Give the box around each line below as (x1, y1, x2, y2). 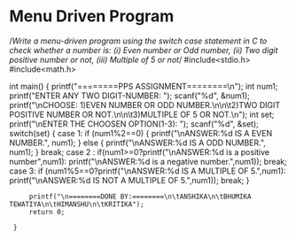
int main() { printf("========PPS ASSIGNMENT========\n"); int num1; (9, 81, 278, 91)
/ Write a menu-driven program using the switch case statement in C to (9, 35, 268, 46)
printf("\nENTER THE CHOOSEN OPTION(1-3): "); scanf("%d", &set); (9, 118, 259, 129)
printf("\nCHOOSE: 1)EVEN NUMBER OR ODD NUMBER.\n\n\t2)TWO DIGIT (9, 99, 281, 110)
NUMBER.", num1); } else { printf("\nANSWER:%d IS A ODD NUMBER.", (9, 137, 266, 148)
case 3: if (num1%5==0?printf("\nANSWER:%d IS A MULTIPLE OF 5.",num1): (9, 166, 286, 176)
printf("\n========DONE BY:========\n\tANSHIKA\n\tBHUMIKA (28, 192, 252, 201)
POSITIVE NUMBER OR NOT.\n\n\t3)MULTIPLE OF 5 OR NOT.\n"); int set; (9, 109, 275, 120)
